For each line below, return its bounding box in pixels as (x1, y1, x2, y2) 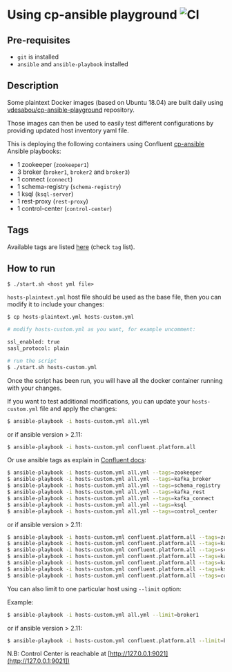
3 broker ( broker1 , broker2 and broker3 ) (17, 168, 130, 176)
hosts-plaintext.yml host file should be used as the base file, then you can (7, 293, 222, 302)
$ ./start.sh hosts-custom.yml (7, 364, 97, 370)
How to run (7, 263, 56, 275)
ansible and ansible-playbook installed (17, 60, 129, 68)
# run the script (7, 357, 57, 364)
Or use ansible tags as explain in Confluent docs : (7, 456, 146, 464)
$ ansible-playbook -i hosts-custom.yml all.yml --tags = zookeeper (7, 469, 202, 476)
